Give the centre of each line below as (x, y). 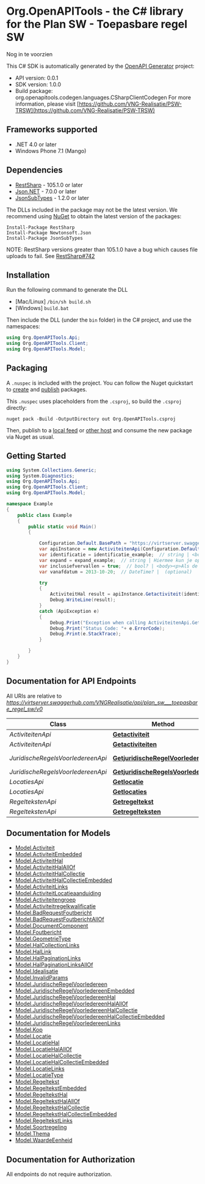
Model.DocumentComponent (52, 926)
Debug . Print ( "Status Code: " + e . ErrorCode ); (107, 628)
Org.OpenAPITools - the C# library (95, 11)
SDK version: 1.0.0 (38, 84)
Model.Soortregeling (41, 1127)
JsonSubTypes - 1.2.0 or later (52, 198)
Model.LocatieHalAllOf (43, 1049)
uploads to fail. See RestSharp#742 (51, 256)
